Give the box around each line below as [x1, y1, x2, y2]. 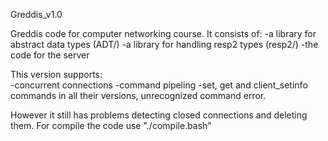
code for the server [10, 49, 90, 61]
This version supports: [10, 69, 103, 80]
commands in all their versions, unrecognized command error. [10, 90, 267, 101]
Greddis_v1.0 [10, 9, 63, 20]
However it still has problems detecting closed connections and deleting [10, 109, 308, 121]
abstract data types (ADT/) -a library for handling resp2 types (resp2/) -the [10, 39, 319, 50]
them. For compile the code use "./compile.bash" [10, 120, 212, 131]
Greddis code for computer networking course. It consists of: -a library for [10, 28, 317, 39]
